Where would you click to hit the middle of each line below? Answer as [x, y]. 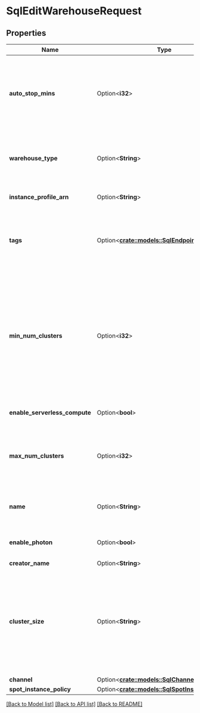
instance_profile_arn [39, 197]
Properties [26, 33]
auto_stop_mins [32, 93]
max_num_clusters [37, 456]
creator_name [29, 563]
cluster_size [27, 621]
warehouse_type [33, 158]
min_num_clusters [36, 336]
